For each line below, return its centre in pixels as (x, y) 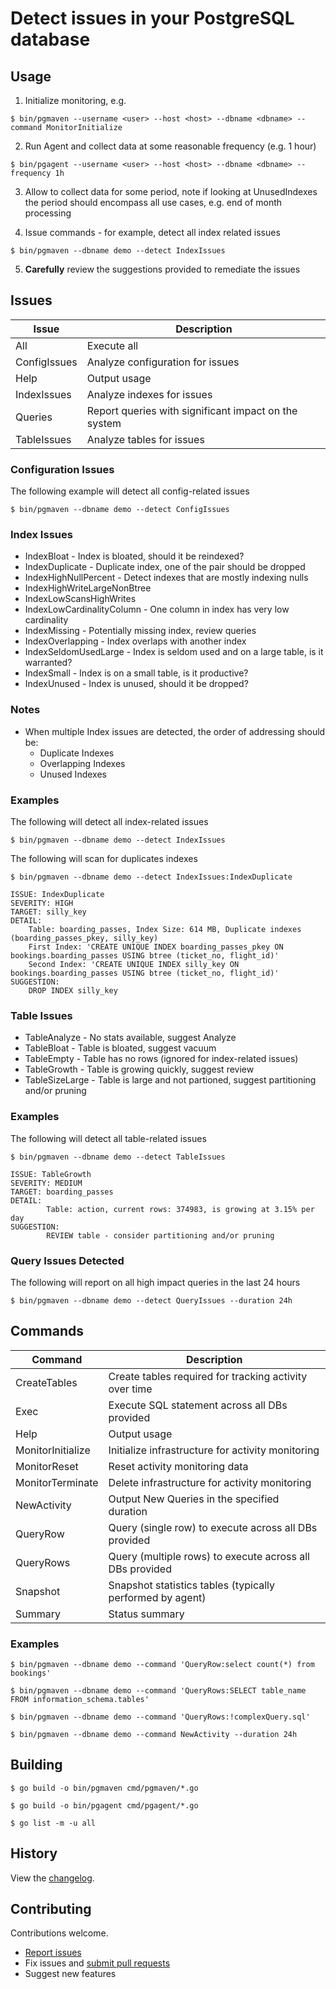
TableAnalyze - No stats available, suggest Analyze (130, 1038)
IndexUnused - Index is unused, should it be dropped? (136, 684)
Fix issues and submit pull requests (97, 1963)
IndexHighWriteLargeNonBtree (88, 588)
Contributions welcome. (59, 1933)
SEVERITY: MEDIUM (46, 1183)
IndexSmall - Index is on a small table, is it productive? (136, 673)
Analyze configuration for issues (163, 362)
